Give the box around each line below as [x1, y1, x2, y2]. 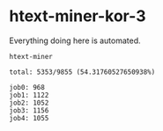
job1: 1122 [9, 91, 49, 99]
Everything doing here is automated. [9, 35, 141, 46]
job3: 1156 [9, 106, 49, 115]
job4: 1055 [9, 113, 49, 122]
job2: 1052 [9, 98, 49, 107]
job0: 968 [9, 83, 46, 91]
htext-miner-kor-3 [9, 6, 146, 26]
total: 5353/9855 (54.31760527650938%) [9, 68, 156, 76]
